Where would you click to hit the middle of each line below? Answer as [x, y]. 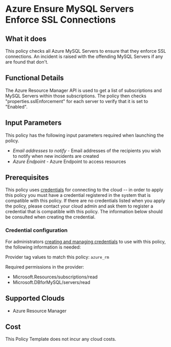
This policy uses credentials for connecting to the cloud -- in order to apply [84, 190]
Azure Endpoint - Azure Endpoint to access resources [69, 161]
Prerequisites [27, 178]
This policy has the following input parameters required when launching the [85, 135]
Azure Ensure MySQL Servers [70, 9]
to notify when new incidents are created [56, 156]
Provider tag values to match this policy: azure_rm [57, 257]
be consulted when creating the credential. [51, 217]
